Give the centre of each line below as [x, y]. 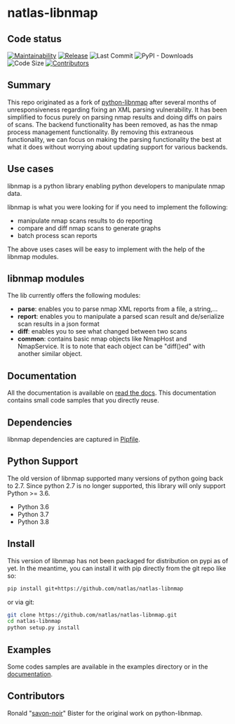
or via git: [21, 602]
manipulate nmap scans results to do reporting [85, 221]
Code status [34, 39]
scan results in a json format [58, 324]
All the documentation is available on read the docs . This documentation [112, 393]
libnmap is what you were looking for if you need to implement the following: [117, 207]
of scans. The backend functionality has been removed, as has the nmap [113, 124]
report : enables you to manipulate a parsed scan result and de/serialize [121, 317]
